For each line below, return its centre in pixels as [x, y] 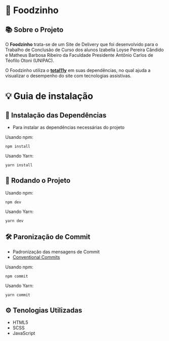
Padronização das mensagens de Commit [56, 252]
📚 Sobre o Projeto [34, 30]
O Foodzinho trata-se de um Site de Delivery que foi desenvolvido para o [82, 44]
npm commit [17, 276]
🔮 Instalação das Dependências [56, 115]
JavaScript [24, 333]
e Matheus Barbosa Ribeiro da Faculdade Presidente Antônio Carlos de [79, 55]
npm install [18, 146]
